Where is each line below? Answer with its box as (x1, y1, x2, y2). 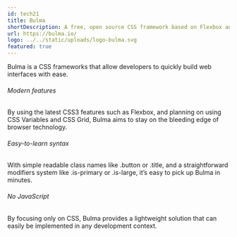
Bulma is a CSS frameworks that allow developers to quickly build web (7, 63, 212, 71)
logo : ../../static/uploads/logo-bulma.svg (7, 37, 138, 44)
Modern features (7, 86, 56, 95)
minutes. (7, 176, 33, 184)
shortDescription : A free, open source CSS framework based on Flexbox (7, 23, 222, 30)
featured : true (7, 43, 52, 50)
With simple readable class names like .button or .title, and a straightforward (7, 161, 229, 169)
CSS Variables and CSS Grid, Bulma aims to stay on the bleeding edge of (7, 116, 219, 124)
